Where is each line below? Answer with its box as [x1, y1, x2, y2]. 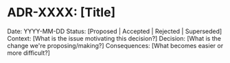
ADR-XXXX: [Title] [7, 5, 116, 20]
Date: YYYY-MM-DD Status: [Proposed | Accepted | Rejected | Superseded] [7, 27, 222, 35]
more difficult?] [7, 49, 50, 57]
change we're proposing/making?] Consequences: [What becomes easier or [7, 41, 224, 49]
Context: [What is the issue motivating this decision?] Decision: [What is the [7, 34, 222, 42]
